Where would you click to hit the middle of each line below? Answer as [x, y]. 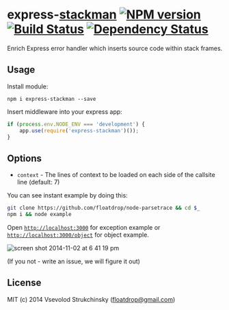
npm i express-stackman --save [52, 99]
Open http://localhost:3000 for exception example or [84, 227]
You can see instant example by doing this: [67, 195]
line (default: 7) [38, 182]
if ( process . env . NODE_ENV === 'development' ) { [76, 124]
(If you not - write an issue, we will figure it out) [73, 261]
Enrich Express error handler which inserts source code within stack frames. [115, 48]
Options [25, 158]
